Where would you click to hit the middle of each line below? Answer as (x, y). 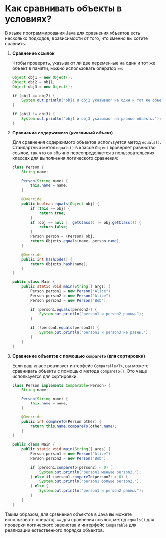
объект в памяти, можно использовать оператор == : (68, 68)
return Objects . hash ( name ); (59, 264)
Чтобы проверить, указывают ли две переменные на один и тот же (84, 63)
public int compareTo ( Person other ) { (61, 421)
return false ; (54, 227)
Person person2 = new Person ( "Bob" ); (69, 458)
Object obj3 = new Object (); (42, 87)
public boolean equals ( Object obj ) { (60, 204)
